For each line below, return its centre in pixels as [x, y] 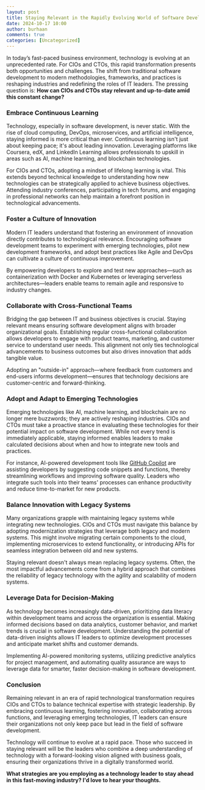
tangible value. [25, 358]
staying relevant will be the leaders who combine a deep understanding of [100, 749]
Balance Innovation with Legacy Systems [69, 505]
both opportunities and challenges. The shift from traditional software [94, 71]
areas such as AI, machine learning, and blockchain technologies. [89, 159]
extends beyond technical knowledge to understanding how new [88, 177]
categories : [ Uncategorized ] [43, 40]
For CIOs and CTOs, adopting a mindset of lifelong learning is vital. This [96, 171]
